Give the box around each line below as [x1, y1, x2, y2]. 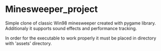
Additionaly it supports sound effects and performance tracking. [5, 25, 137, 31]
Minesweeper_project [5, 3, 98, 15]
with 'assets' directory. [5, 40, 52, 46]
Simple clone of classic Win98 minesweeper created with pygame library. [5, 20, 156, 26]
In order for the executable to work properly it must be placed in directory [5, 35, 157, 41]
